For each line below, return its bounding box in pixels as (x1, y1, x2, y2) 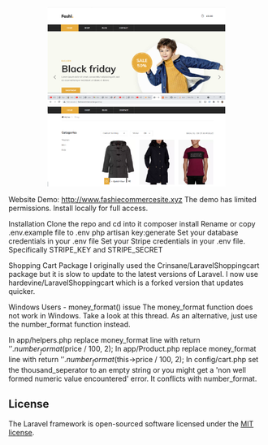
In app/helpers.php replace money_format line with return (8, 335, 201, 345)
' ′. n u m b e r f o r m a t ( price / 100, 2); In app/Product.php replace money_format (8, 344, 257, 356)
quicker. (8, 287, 36, 296)
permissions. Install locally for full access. (8, 203, 149, 214)
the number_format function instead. (8, 320, 132, 330)
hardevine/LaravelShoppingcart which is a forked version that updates (8, 278, 244, 287)
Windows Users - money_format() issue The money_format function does (8, 302, 253, 312)
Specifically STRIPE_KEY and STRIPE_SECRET (8, 245, 163, 255)
